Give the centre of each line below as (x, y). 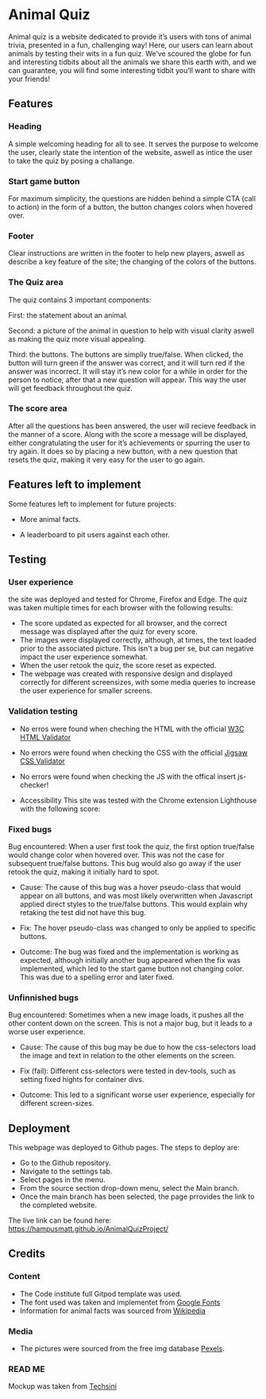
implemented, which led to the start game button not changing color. (132, 968)
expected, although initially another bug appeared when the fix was (130, 960)
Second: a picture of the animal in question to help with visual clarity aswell (131, 330)
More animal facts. (50, 519)
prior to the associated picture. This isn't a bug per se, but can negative (137, 648)
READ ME (27, 1369)
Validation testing (43, 711)
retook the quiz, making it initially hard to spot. (84, 871)
